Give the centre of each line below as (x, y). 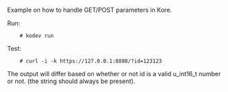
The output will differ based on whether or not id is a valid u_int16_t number (114, 74)
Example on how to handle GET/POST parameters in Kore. (90, 10)
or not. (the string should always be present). (72, 81)
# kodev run (37, 36)
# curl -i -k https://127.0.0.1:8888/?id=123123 (91, 61)
